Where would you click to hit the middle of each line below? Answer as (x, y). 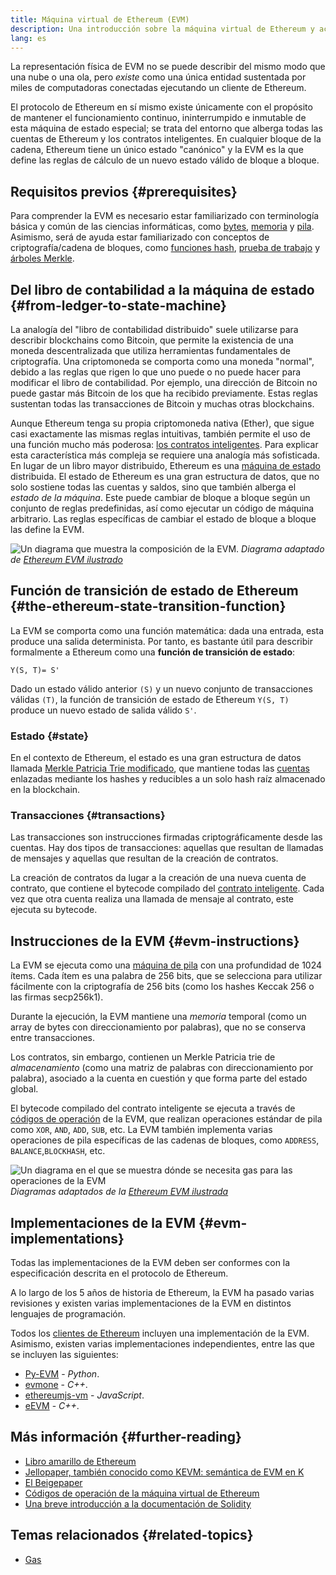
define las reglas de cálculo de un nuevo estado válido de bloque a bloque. (165, 160)
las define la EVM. (47, 529)
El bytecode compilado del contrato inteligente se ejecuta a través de (153, 1108)
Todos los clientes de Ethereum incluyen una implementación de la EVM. (160, 1333)
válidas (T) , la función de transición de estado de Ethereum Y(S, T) (150, 699)
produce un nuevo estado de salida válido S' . (103, 710)
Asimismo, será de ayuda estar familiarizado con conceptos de (140, 237)
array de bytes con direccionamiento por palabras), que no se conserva (158, 1027)
